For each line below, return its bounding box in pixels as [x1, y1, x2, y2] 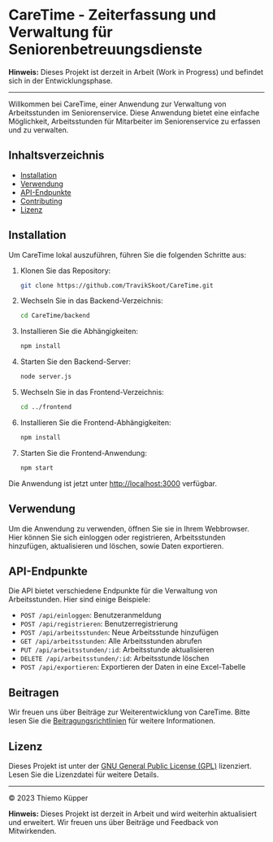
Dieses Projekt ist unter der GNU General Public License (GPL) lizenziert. [8, 761, 252, 770]
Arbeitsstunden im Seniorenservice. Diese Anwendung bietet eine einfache [8, 107, 260, 117]
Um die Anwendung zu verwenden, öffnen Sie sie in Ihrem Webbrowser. [8, 523, 249, 533]
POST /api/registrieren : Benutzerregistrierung [19, 619, 179, 629]
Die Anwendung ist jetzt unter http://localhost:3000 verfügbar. [8, 478, 218, 488]
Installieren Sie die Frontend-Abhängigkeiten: [19, 417, 172, 428]
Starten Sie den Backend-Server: [19, 357, 132, 367]
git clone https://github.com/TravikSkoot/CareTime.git [19, 281, 214, 289]
